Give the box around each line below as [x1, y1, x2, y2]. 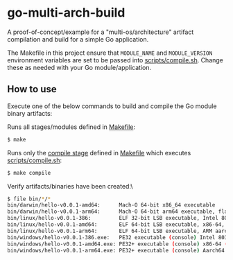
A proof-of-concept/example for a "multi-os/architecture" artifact [7, 28, 194, 36]
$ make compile [7, 169, 51, 176]
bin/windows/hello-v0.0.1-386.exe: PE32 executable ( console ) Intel [7, 234, 216, 241]
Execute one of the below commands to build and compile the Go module [7, 102, 217, 110]
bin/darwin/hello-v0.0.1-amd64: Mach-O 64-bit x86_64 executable [7, 202, 216, 209]
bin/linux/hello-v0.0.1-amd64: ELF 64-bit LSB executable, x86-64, [7, 221, 225, 228]
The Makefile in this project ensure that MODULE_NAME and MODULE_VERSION [7, 49, 213, 57]
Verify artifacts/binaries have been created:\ [7, 182, 133, 190]
